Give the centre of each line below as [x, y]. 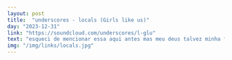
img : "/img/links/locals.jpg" [51, 46]
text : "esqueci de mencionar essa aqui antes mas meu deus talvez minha [114, 39]
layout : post [26, 13]
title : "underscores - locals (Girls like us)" [78, 20]
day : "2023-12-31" [33, 26]
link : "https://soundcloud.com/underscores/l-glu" [81, 33]
